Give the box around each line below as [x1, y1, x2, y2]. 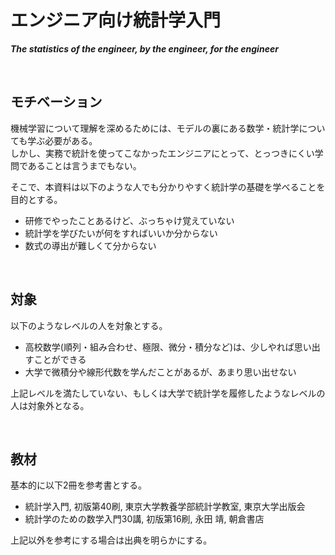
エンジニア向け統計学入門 [10, 9, 222, 32]
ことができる [33, 353, 87, 365]
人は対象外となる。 [10, 399, 90, 411]
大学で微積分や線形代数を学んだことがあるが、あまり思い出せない [24, 366, 297, 378]
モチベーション [10, 94, 103, 111]
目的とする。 [10, 193, 63, 205]
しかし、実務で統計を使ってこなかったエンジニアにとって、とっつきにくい [10, 147, 315, 159]
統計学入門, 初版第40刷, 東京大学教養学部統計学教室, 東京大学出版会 [24, 501, 306, 513]
